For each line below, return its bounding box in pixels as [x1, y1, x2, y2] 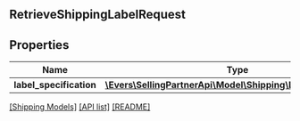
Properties [9, 37, 70, 52]
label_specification [13, 79, 96, 92]
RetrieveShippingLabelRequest [9, 7, 186, 22]
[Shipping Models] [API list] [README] [9, 101, 151, 112]
